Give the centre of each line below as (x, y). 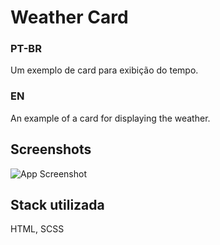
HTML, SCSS (37, 229)
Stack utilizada (57, 204)
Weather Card (69, 17)
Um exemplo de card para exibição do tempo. (104, 70)
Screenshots (51, 149)
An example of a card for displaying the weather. (110, 118)
